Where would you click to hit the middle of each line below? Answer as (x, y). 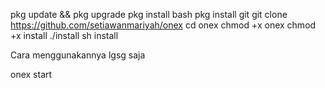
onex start (31, 74)
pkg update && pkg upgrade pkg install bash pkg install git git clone (149, 14)
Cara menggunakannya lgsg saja (78, 55)
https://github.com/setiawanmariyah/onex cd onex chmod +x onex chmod (163, 25)
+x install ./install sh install (64, 35)
